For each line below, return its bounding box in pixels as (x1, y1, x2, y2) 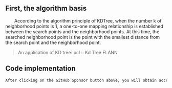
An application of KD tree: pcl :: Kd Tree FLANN (17, 49, 118, 55)
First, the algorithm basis (5, 4, 87, 13)
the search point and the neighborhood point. (5, 39, 101, 46)
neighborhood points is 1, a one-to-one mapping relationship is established (5, 23, 164, 29)
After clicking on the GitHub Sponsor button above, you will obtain (5, 78, 157, 83)
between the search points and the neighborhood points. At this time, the (5, 28, 160, 35)
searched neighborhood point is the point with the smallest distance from (5, 34, 160, 40)
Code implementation (5, 64, 76, 73)
